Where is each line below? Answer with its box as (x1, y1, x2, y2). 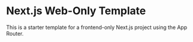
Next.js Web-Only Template (6, 4, 146, 18)
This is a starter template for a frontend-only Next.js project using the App (6, 24, 188, 31)
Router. (6, 30, 24, 37)
